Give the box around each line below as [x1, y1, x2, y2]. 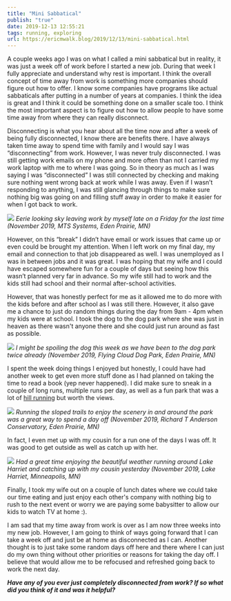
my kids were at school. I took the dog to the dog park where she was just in [7, 315, 224, 323]
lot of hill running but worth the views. [7, 394, 115, 402]
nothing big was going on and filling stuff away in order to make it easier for [7, 193, 222, 201]
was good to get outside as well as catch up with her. [7, 443, 159, 452]
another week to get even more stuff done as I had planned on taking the [7, 372, 214, 380]
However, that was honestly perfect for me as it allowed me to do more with [7, 293, 222, 301]
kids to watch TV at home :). [7, 508, 88, 516]
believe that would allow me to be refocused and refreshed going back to [7, 557, 215, 566]
